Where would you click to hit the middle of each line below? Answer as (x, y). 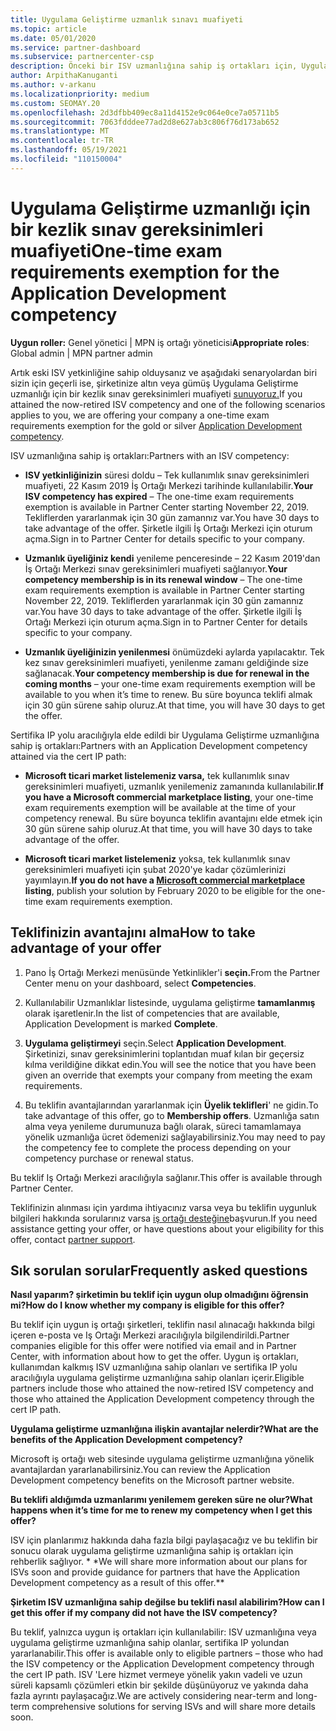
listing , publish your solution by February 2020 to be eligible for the (164, 890)
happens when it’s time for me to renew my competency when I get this (161, 1510)
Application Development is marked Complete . (121, 1023)
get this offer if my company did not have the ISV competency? (144, 1613)
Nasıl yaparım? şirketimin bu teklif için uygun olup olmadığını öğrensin (159, 1295)
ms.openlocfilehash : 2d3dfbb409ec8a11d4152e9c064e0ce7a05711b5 (145, 112)
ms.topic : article (48, 29)
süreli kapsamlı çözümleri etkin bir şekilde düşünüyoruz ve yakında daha (159, 1685)
